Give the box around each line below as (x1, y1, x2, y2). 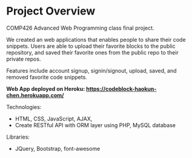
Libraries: (6, 133, 30, 140)
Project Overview (6, 4, 96, 18)
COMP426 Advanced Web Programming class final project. (6, 24, 154, 31)
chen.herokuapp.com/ (6, 91, 65, 99)
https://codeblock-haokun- (85, 85, 157, 92)
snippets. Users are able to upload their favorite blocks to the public (6, 42, 176, 50)
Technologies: (6, 103, 42, 110)
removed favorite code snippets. (6, 73, 88, 81)
